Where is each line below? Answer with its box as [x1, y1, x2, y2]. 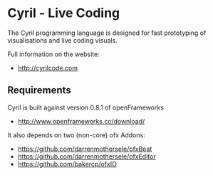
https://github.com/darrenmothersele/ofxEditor [17, 152, 156, 161]
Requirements [7, 84, 71, 97]
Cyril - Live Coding [7, 5, 120, 21]
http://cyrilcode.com [17, 63, 78, 72]
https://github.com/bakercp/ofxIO [17, 159, 118, 168]
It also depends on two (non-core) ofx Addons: [7, 130, 146, 139]
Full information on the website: [7, 50, 100, 58]
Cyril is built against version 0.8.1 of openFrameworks [7, 103, 164, 112]
